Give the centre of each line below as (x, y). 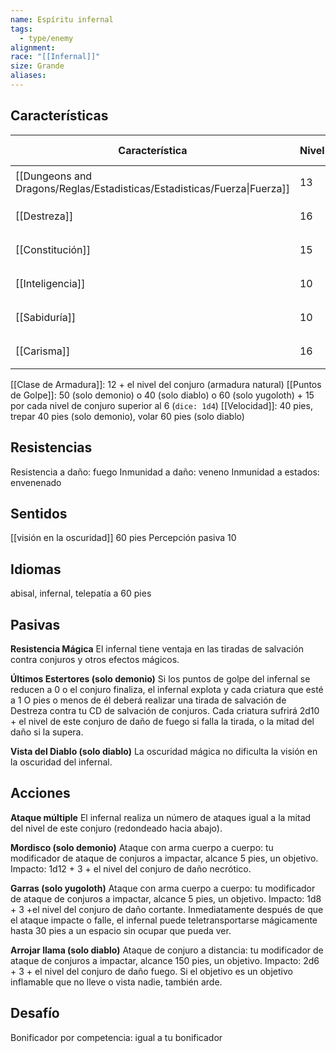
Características (59, 116)
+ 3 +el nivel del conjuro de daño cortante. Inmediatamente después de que (167, 909)
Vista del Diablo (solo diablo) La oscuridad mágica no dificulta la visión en (164, 751)
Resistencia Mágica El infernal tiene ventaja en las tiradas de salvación (157, 648)
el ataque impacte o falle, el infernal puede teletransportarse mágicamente (164, 920)
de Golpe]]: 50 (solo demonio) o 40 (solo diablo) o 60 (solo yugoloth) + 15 (162, 395)
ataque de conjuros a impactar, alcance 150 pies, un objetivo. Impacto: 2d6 (165, 960)
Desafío (35, 1013)
